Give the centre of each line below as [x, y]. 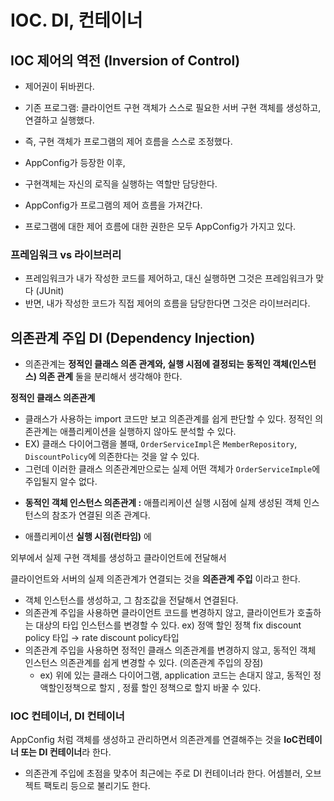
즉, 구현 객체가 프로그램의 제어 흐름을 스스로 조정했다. [128, 141]
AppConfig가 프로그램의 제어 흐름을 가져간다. [113, 205]
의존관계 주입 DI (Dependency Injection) [133, 337]
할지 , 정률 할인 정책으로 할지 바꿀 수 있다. [180, 688]
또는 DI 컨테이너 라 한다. [66, 752]
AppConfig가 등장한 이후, [75, 162]
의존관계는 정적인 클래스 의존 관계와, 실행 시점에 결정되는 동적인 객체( [158, 364]
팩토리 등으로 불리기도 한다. [97, 786]
